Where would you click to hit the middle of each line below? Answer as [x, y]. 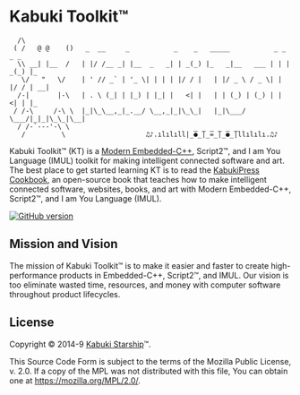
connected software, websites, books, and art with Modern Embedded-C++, [150, 189]
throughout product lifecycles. [65, 294]
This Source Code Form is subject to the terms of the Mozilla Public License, [150, 361]
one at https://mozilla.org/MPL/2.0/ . [75, 380]
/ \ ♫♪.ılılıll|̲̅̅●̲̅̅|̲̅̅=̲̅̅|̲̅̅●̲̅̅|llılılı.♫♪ [150, 134]
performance [34, 275]
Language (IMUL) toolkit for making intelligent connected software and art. [147, 160]
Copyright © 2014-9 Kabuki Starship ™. [80, 344]
